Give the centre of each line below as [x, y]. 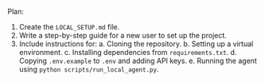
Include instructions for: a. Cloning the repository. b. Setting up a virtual [136, 44]
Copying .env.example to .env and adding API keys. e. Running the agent [138, 61]
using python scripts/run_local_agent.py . [89, 69]
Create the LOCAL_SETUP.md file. [69, 27]
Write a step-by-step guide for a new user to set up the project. [123, 35]
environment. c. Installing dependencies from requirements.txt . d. [128, 52]
